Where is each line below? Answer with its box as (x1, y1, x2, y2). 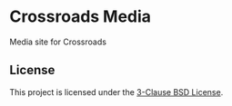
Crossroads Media (9, 6, 152, 27)
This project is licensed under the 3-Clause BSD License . (9, 86, 224, 97)
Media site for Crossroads (9, 36, 107, 47)
